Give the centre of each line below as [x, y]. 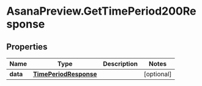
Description [120, 64]
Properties [27, 47]
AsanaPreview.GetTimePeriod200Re [101, 11]
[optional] [158, 74]
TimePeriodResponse [65, 74]
